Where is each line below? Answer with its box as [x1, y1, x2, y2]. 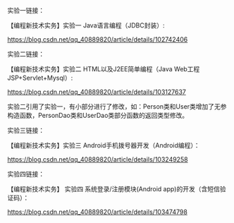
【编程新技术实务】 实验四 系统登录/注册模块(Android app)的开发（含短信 [7, 185, 220, 193]
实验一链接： [7, 6, 44, 14]
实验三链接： [7, 126, 44, 134]
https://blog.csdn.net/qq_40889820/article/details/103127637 [7, 88, 187, 96]
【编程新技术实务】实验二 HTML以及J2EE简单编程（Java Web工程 [7, 65, 200, 73]
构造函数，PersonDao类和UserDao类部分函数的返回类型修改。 [7, 111, 189, 119]
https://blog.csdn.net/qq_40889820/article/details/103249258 [7, 155, 188, 164]
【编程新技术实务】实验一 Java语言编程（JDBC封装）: [7, 21, 165, 30]
